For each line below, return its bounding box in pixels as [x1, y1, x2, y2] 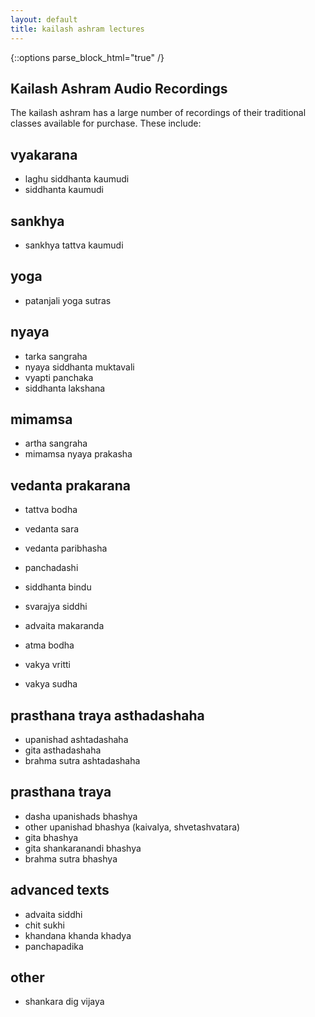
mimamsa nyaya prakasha [24, 448, 133, 460]
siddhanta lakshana [24, 382, 106, 394]
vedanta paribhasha [24, 542, 108, 555]
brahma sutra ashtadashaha [24, 755, 141, 766]
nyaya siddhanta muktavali [24, 361, 135, 373]
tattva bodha [24, 504, 78, 516]
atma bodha [24, 639, 75, 651]
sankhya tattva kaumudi [24, 239, 124, 251]
